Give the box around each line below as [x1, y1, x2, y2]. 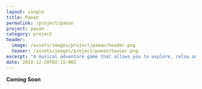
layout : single [6, 8, 44, 15]
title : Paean [6, 14, 39, 20]
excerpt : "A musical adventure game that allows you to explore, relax [6, 54, 189, 60]
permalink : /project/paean [6, 20, 74, 26]
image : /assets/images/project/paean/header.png [11, 43, 136, 49]
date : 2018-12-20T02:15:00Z [6, 59, 77, 65]
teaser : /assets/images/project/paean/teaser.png [11, 48, 138, 54]
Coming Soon [6, 76, 41, 83]
